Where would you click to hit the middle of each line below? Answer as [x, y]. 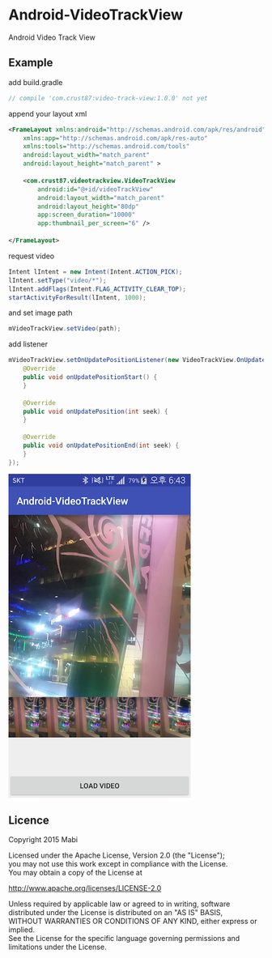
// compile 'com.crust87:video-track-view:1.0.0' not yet [108, 98]
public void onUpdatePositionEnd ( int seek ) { [101, 445]
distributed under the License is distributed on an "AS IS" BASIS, [116, 913]
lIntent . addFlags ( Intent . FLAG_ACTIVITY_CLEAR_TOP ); [97, 289]
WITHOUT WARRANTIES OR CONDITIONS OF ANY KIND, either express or [133, 922]
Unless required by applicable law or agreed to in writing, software [119, 904]
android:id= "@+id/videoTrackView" [96, 189]
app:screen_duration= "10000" [87, 215]
